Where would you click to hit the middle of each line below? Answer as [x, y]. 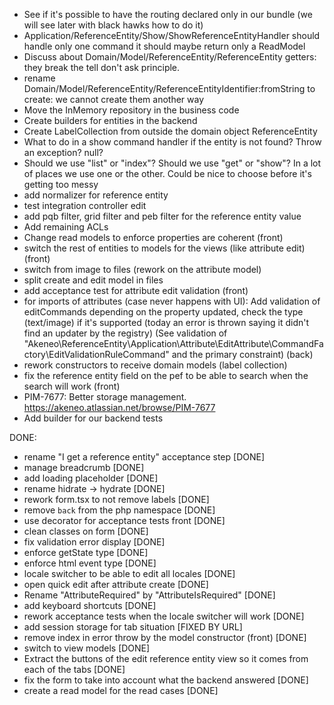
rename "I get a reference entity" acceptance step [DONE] [144, 457]
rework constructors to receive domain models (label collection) [155, 365]
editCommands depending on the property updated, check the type [163, 312]
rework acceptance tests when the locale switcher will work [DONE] [164, 616]
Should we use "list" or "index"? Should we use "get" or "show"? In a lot [172, 163]
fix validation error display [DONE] [94, 542]
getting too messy [61, 184]
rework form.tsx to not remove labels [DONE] [116, 499]
